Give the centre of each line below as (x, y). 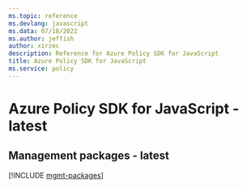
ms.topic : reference (43, 16)
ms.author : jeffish (41, 38)
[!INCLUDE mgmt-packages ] (56, 175)
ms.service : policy (41, 69)
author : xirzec (34, 46)
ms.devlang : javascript (49, 23)
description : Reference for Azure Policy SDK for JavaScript (114, 53)
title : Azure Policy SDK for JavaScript (78, 62)
